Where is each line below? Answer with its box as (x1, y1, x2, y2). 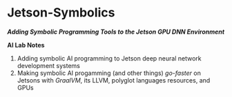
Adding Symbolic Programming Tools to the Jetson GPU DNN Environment (7, 28, 225, 36)
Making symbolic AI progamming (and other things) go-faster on (17, 69, 202, 77)
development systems (17, 61, 81, 69)
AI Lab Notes (7, 41, 45, 49)
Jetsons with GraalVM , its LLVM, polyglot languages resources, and (17, 76, 211, 84)
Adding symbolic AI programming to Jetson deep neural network (17, 54, 202, 63)
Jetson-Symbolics (7, 5, 115, 21)
